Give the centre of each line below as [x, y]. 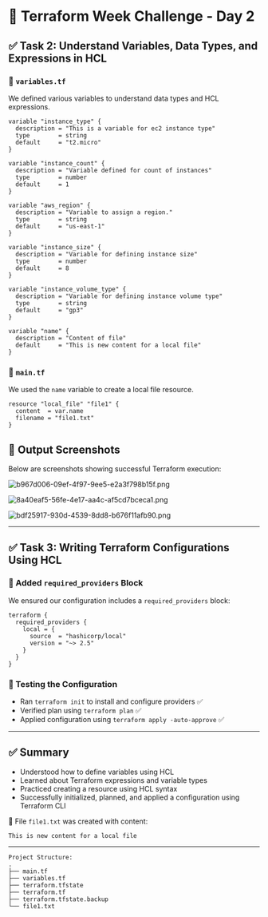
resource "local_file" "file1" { [64, 404]
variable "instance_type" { [55, 121]
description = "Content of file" [71, 338]
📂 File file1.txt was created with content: [78, 821]
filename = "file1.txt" [55, 419]
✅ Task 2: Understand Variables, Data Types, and [133, 46]
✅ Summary [39, 753]
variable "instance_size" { [55, 247]
